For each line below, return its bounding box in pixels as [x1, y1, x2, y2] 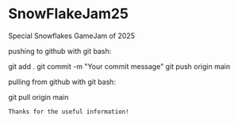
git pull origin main [8, 92, 69, 101]
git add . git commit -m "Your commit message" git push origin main [8, 61, 231, 71]
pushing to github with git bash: [8, 46, 112, 55]
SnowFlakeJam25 [8, 5, 129, 23]
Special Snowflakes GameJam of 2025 [8, 31, 135, 40]
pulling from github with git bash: [8, 77, 117, 86]
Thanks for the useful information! [8, 108, 129, 116]
